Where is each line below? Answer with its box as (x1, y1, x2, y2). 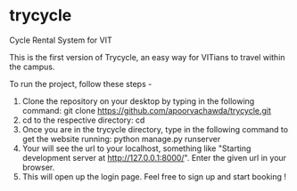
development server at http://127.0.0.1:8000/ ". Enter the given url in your (21, 152, 287, 163)
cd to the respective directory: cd (21, 115, 145, 125)
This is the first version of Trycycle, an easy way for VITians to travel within (9, 52, 285, 62)
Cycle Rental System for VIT (9, 35, 113, 45)
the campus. (9, 61, 55, 72)
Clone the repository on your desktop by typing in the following (21, 95, 255, 107)
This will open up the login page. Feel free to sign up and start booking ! (21, 171, 287, 182)
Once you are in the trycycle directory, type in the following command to (21, 123, 288, 134)
